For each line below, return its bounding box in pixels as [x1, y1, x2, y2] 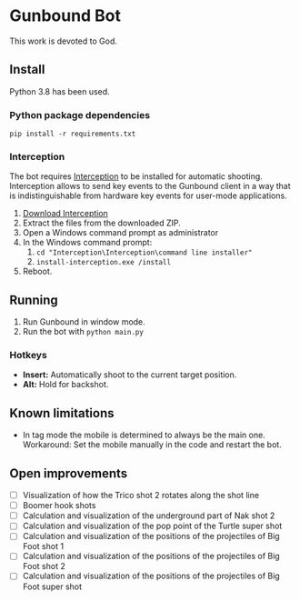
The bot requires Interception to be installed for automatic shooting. [9, 171, 264, 182]
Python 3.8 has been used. [9, 85, 111, 96]
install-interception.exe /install [35, 258, 171, 267]
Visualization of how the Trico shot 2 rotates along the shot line [22, 490, 260, 501]
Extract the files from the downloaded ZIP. [22, 217, 182, 228]
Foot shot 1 [22, 541, 65, 552]
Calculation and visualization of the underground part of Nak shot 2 [22, 510, 275, 521]
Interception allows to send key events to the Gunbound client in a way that [9, 181, 291, 192]
